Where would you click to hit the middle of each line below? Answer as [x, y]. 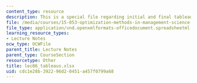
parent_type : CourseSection [40, 55]
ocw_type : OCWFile [28, 44]
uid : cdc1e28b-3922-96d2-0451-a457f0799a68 [60, 71]
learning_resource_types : [38, 33]
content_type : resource [35, 11]
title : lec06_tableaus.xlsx [40, 66]
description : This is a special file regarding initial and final [89, 17]
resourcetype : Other [31, 60]
